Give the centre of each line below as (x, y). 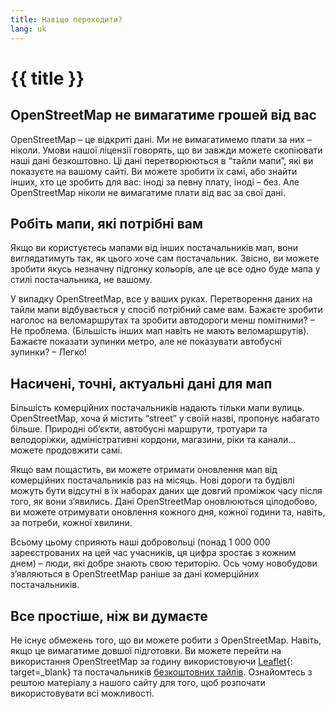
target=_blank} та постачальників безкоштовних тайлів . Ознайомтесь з (161, 672)
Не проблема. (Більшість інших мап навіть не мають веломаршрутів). (160, 331)
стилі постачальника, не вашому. (81, 280)
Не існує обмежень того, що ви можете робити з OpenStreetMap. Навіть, (166, 640)
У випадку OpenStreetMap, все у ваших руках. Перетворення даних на (161, 299)
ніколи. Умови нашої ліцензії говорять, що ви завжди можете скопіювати (166, 150)
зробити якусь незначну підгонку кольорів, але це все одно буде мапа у (165, 269)
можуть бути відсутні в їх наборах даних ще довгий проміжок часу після (166, 491)
